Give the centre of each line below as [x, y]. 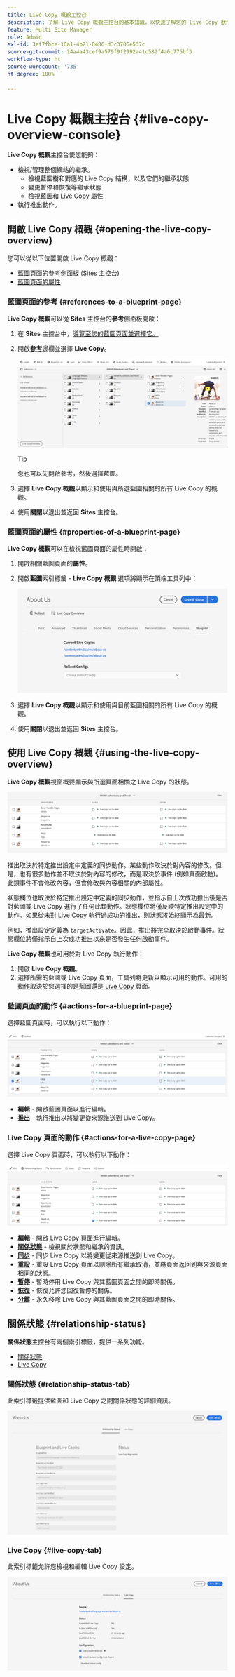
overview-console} [64, 134]
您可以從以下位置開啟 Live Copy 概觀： [63, 258]
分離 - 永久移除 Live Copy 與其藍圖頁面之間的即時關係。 [98, 1299]
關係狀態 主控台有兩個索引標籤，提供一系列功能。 [78, 1342]
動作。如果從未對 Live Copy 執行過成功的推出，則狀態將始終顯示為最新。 [112, 915]
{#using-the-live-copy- [147, 753]
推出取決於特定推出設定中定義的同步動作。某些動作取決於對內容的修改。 [111, 865]
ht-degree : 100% [31, 74]
